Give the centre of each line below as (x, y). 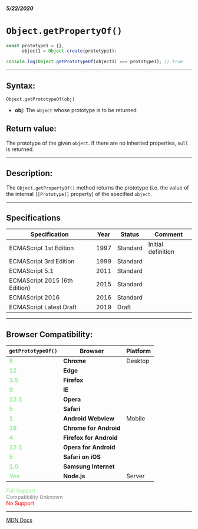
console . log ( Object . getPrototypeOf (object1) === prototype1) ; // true (95, 62)
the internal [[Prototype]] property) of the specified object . (79, 194)
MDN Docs (19, 520)
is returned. (20, 149)
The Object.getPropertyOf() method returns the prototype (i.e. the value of (98, 187)
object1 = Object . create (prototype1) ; (69, 51)
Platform (139, 351)
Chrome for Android (92, 428)
